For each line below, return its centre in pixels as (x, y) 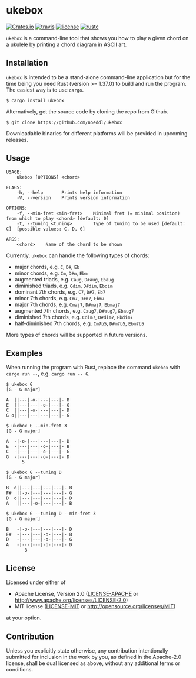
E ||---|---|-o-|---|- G (38, 405)
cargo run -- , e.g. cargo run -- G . (48, 374)
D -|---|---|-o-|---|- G (39, 540)
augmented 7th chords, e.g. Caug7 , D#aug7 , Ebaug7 (74, 310)
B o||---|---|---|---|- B (39, 488)
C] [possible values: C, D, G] (46, 229)
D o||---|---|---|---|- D (39, 498)
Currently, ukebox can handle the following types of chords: (78, 255)
